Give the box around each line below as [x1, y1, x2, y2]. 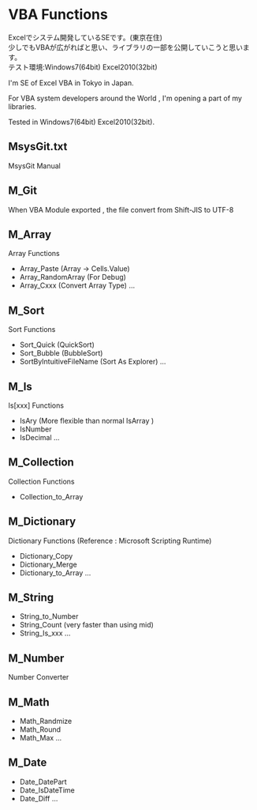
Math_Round [19, 725, 61, 734]
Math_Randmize [19, 717, 73, 726]
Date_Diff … [19, 793, 58, 803]
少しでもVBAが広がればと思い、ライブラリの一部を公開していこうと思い [8, 42, 243, 52]
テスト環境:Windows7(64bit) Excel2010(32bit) [8, 62, 158, 72]
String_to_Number [19, 612, 79, 621]
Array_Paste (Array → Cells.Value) [19, 264, 130, 273]
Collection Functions [8, 477, 75, 486]
